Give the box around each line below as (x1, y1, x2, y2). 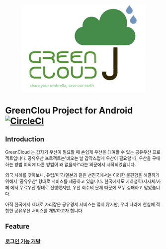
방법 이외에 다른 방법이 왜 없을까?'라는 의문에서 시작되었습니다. (14, 161, 136, 167)
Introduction (5, 135, 45, 143)
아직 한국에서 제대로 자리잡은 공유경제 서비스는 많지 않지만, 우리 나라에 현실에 (5, 201, 155, 207)
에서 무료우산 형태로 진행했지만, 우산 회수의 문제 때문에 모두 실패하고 (10, 184, 143, 190)
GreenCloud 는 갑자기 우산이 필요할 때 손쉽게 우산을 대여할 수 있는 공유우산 (5, 149, 152, 155)
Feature (5, 222, 30, 231)
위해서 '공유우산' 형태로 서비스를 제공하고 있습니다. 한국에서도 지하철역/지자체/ (5, 178, 157, 184)
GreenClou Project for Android (5, 105, 133, 116)
